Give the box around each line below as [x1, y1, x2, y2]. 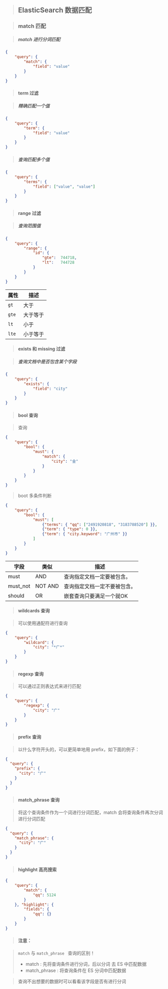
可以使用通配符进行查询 [17, 620, 68, 626]
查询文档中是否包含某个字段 [17, 358, 77, 364]
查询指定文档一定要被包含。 [64, 573, 131, 580]
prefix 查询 [17, 734, 42, 740]
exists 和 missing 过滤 [17, 346, 66, 352]
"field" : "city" [32, 386, 68, 391]
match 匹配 [17, 23, 46, 30]
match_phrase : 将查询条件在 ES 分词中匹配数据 [25, 967, 127, 974]
